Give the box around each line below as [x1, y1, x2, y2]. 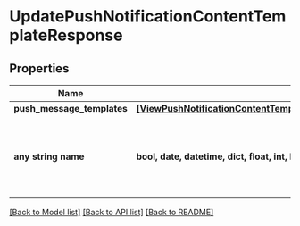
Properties [9, 61, 70, 76]
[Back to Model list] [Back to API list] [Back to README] [9, 207, 214, 217]
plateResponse [9, 25, 123, 46]
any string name [13, 150, 85, 163]
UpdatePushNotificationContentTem [9, 6, 287, 27]
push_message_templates [13, 103, 128, 114]
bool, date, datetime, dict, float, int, [136, 150, 287, 163]
